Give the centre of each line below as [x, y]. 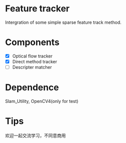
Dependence [32, 88]
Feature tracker [38, 9]
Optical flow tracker [32, 56]
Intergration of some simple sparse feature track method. [63, 22]
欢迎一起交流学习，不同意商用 [35, 135]
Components [32, 42]
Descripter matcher [32, 67]
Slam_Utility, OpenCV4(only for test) [42, 101]
